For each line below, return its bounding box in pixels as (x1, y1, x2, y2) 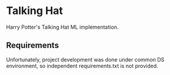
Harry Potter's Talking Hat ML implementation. (6, 23, 119, 30)
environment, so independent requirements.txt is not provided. (6, 62, 158, 69)
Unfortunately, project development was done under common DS (6, 56, 165, 63)
